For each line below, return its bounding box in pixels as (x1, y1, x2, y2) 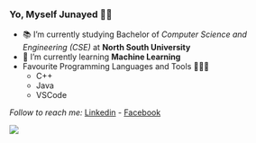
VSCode (35, 90, 68, 101)
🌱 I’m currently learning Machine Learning (22, 51, 181, 62)
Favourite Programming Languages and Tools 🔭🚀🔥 (22, 61, 210, 72)
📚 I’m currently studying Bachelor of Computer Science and (22, 29, 248, 40)
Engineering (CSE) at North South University (22, 42, 191, 53)
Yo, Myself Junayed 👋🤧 (9, 8, 113, 21)
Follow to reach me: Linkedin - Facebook (9, 107, 161, 118)
